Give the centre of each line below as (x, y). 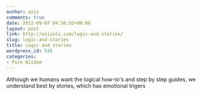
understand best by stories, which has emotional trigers (76, 85)
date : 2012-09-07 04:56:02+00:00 (49, 23)
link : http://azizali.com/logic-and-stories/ (65, 34)
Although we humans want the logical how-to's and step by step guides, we (101, 79)
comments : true (25, 17)
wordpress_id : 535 (29, 51)
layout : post (23, 29)
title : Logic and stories (39, 46)
